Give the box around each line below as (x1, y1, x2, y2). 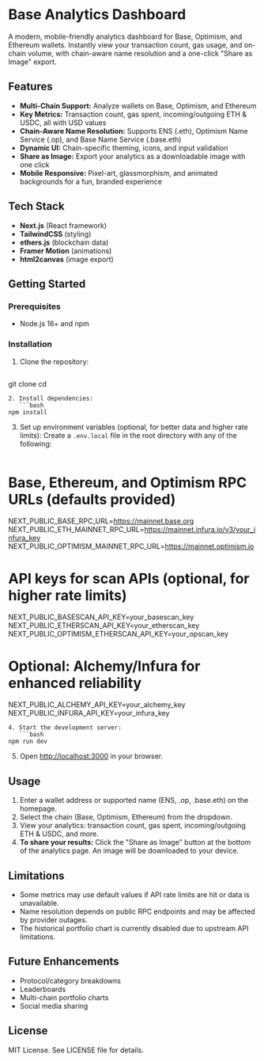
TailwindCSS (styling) (19, 229, 92, 238)
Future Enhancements (8, 955, 120, 968)
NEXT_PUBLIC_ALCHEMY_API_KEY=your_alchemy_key (8, 700, 186, 709)
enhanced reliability (8, 674, 142, 692)
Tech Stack (8, 200, 65, 213)
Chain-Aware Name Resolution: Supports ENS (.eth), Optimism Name (19, 126, 248, 135)
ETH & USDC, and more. (19, 829, 99, 839)
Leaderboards (19, 984, 66, 994)
